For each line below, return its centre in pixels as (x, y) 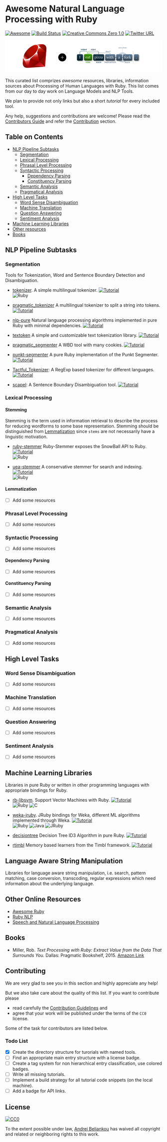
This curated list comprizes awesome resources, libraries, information (77, 80)
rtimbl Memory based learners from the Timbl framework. (72, 845)
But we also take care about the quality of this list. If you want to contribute (82, 993)
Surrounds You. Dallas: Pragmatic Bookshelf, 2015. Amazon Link (78, 955)
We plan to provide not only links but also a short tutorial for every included (83, 101)
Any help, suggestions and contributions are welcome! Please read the (78, 116)
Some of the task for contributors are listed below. (57, 1028)
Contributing (25, 971)
